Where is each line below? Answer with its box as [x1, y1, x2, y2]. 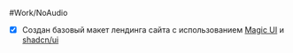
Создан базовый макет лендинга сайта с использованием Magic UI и [21, 25, 285, 34]
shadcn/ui [21, 34, 59, 45]
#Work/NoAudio [9, 8, 68, 18]
